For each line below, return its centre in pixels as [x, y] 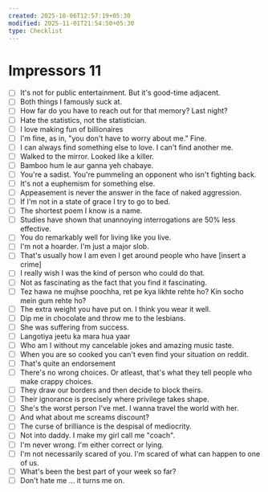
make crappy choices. [57, 382]
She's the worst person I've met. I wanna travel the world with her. [129, 408]
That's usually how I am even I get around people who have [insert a [133, 256]
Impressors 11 [55, 70]
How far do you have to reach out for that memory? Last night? [124, 111]
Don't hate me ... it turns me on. [72, 480]
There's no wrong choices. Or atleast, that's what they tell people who [136, 373]
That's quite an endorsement [68, 363]
